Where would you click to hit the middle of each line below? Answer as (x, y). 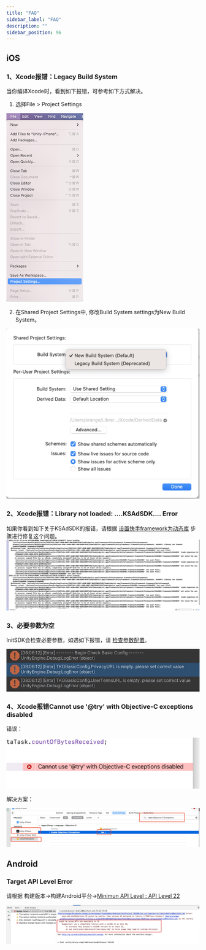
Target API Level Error (40, 882)
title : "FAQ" (23, 13)
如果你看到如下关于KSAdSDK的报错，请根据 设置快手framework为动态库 (98, 528)
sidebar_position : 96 (34, 33)
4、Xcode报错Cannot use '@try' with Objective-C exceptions (100, 706)
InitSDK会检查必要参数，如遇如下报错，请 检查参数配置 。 (78, 640)
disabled (20, 714)
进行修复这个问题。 (36, 536)
